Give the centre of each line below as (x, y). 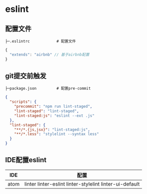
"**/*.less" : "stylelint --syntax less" (57, 134)
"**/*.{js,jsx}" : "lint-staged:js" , (52, 129)
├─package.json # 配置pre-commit (48, 89)
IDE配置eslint (26, 160)
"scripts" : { (23, 102)
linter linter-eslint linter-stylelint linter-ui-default (82, 184)
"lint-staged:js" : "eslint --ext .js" (54, 116)
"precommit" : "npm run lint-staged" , (53, 107)
